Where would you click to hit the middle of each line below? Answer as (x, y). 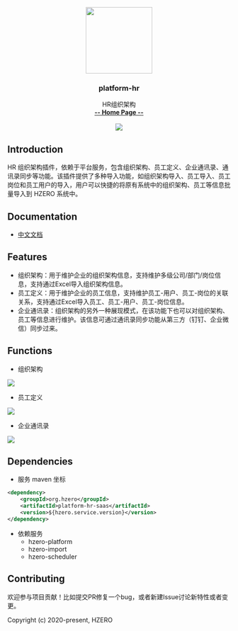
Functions (30, 351)
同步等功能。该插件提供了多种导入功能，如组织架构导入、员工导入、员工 (125, 176)
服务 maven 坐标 (41, 479)
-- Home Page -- (119, 113)
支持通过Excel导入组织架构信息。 (79, 284)
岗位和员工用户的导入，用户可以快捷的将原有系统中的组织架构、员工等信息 (116, 185)
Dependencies (40, 461)
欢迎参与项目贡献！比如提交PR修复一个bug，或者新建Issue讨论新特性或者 (115, 597)
